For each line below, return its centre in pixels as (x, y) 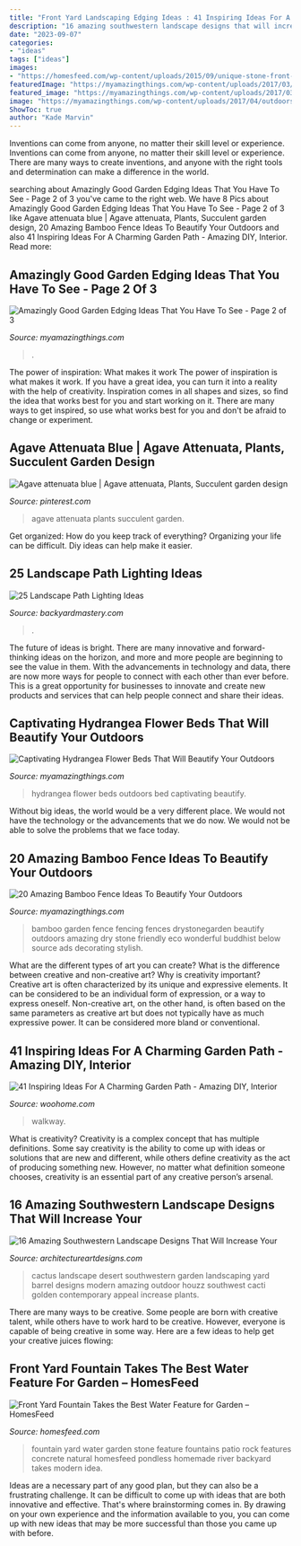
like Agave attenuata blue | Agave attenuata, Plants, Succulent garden (138, 218)
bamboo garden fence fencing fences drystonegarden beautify (147, 929)
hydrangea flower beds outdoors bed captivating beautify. (138, 794)
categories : (31, 43)
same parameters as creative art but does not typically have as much (137, 1013)
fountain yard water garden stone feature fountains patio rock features (161, 1449)
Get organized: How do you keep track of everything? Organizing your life (146, 536)
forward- (249, 647)
